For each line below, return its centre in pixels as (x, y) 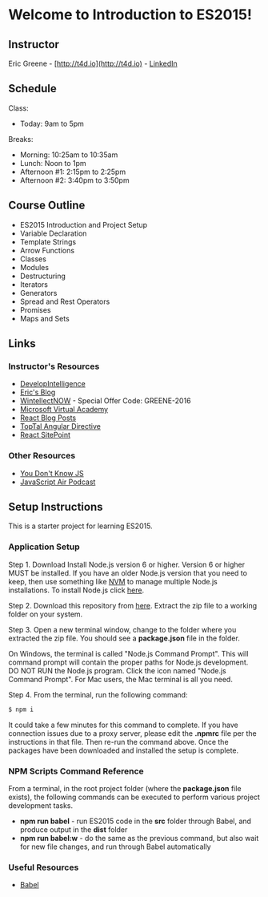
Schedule (33, 89)
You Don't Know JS (52, 473)
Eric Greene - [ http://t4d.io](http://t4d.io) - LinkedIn (93, 63)
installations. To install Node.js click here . (76, 590)
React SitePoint (45, 435)
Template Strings (48, 241)
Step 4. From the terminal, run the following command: (98, 694)
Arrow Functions (47, 250)
